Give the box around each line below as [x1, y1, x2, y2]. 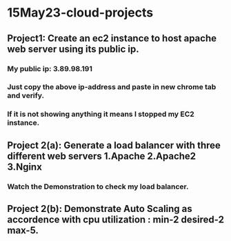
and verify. [7, 91, 45, 101]
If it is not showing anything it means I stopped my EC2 [7, 109, 194, 119]
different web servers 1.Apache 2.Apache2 [7, 150, 197, 162]
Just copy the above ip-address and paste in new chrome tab [7, 82, 217, 92]
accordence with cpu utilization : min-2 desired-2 [7, 214, 224, 226]
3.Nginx [7, 161, 43, 173]
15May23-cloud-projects [7, 5, 154, 21]
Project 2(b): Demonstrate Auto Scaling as [7, 203, 193, 215]
